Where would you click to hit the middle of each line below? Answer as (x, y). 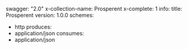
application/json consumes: (49, 33)
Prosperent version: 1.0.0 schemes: (50, 15)
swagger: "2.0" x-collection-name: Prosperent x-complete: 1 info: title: (94, 9)
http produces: (33, 27)
